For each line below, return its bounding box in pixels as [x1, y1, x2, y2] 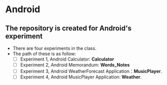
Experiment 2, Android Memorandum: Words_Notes [20, 62, 130, 68]
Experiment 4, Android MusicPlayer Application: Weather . [20, 74, 142, 80]
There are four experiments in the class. [12, 45, 97, 51]
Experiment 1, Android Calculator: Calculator [20, 56, 115, 62]
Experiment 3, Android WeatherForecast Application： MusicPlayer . [20, 68, 162, 74]
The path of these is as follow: [12, 51, 76, 56]
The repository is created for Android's [5, 24, 132, 33]
